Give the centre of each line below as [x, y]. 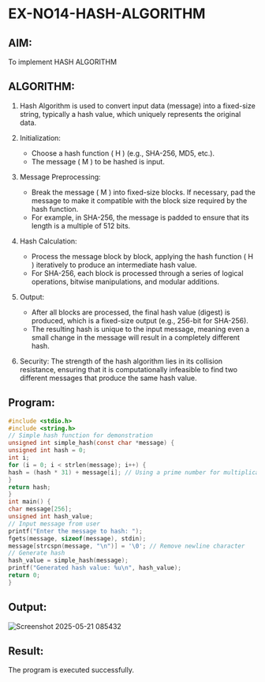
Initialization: [40, 138]
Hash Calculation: [48, 241]
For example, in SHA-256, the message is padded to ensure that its [140, 217]
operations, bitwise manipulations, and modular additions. [125, 281]
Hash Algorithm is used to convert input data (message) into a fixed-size [138, 106]
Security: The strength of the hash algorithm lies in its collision [121, 361]
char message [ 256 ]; [40, 509]
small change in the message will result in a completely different [136, 337]
